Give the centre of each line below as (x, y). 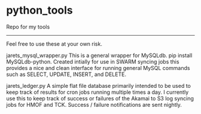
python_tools (39, 10)
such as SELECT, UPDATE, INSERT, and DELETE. (66, 74)
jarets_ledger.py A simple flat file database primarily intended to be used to (99, 85)
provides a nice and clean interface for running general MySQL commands (98, 68)
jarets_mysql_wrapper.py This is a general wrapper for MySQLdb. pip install (99, 55)
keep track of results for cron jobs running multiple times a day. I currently (98, 92)
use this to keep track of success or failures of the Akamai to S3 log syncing (100, 98)
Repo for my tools (28, 27)
